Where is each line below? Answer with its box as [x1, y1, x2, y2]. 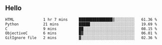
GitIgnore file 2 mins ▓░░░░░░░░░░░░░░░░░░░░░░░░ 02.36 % [5, 36, 157, 41]
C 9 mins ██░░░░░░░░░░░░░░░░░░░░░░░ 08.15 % [5, 26, 157, 31]
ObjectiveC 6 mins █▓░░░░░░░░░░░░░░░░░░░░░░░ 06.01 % [5, 31, 157, 36]
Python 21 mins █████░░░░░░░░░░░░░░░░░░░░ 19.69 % [5, 22, 157, 27]
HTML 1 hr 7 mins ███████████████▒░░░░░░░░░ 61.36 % [5, 17, 157, 22]
